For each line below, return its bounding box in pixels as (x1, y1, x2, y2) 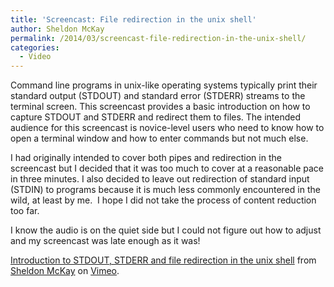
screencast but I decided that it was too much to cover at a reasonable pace (10, 162, 325, 175)
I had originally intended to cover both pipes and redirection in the (10, 152, 282, 164)
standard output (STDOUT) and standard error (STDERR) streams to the (10, 90, 306, 102)
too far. (10, 205, 40, 217)
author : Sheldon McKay (10, 24, 105, 34)
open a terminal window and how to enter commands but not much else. (10, 132, 309, 145)
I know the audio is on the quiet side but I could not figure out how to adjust (10, 224, 322, 236)
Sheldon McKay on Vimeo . (10, 265, 120, 277)
